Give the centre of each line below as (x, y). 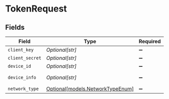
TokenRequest (36, 9)
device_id (19, 66)
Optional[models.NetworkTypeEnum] (90, 89)
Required (150, 41)
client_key (21, 50)
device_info (22, 78)
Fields (15, 27)
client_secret (25, 58)
